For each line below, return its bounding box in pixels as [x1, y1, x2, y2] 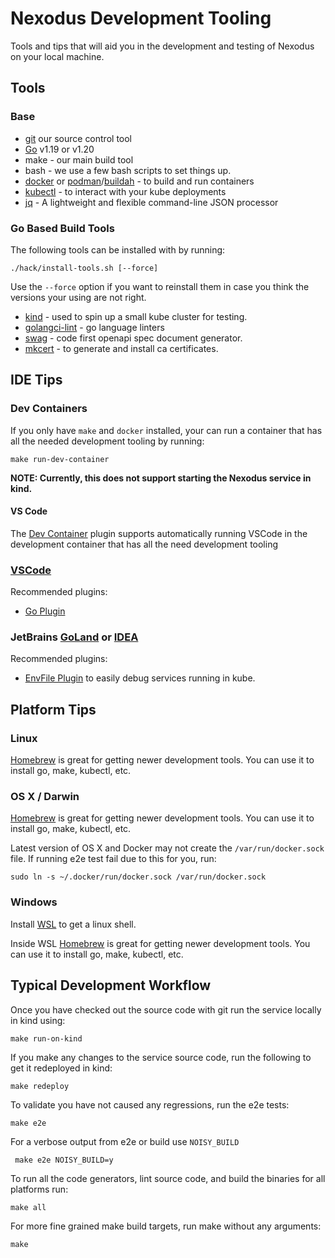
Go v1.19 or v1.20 [24, 143, 95, 155]
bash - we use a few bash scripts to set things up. [24, 164, 232, 176]
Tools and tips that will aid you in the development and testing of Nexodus [10, 40, 315, 52]
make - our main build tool [24, 153, 134, 166]
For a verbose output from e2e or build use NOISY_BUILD [10, 1135, 240, 1147]
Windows [10, 895, 58, 909]
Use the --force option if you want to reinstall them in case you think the [10, 280, 310, 292]
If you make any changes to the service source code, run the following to [10, 1051, 312, 1063]
